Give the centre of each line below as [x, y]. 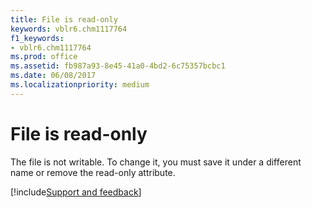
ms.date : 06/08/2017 [53, 76]
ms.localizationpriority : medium [80, 85]
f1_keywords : [37, 38]
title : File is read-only [64, 19]
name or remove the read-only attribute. [93, 172]
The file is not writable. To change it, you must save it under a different [156, 162]
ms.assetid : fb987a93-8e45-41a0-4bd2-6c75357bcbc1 [118, 66]
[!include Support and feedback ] [76, 192]
